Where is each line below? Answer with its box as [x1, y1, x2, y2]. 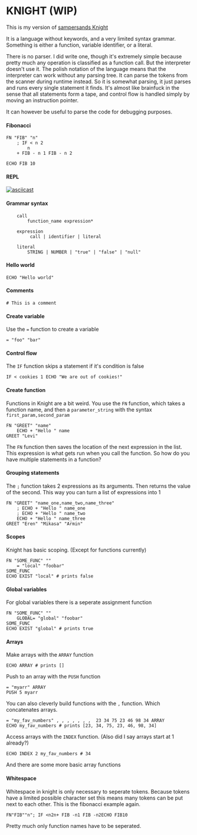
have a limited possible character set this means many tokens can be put [6, 794, 183, 801]
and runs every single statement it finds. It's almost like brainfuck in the [6, 84, 180, 91]
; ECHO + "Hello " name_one [17, 505, 86, 511]
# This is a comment [6, 300, 57, 306]
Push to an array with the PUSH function [6, 673, 101, 680]
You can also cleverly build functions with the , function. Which [6, 700, 160, 707]
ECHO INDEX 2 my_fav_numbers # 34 [6, 751, 91, 757]
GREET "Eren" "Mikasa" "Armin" [6, 521, 83, 527]
